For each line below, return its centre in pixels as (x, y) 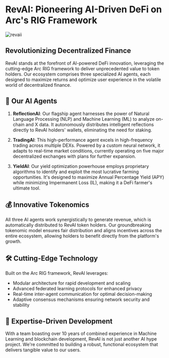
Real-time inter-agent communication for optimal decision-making (82, 294)
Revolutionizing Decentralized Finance (68, 51)
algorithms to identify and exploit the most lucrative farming (76, 172)
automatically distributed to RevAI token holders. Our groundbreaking (78, 225)
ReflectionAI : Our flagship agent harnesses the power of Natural (81, 114)
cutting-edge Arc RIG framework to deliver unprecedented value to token (82, 68)
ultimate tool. (26, 188)
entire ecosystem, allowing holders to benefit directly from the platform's (82, 236)
